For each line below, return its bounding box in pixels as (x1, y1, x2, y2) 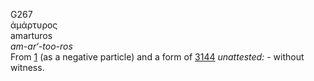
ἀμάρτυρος (10, 19, 58, 31)
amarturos (10, 30, 53, 41)
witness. (10, 62, 45, 73)
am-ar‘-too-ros (10, 40, 73, 52)
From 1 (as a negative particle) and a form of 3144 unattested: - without (10, 51, 305, 63)
